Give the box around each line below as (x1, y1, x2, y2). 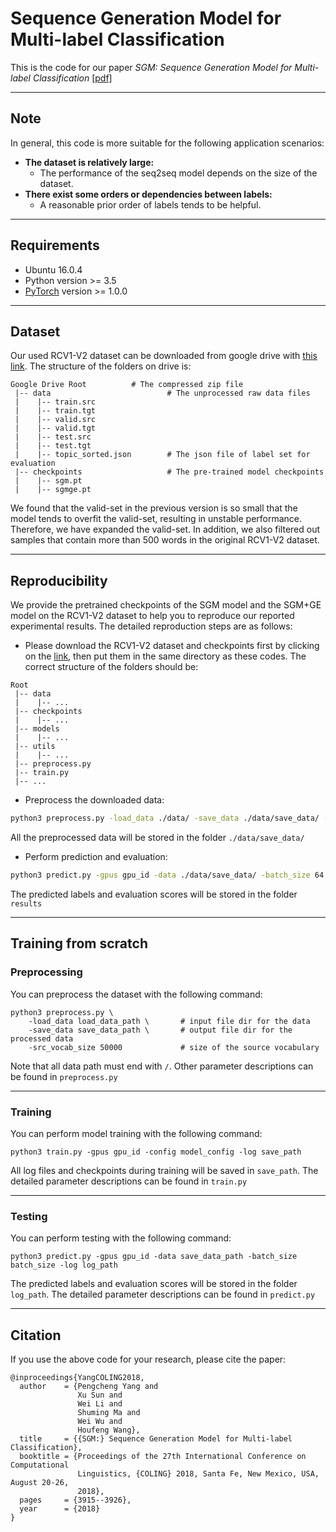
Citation (10, 1327, 62, 1344)
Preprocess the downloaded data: (24, 794, 165, 806)
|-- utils (14, 742, 56, 752)
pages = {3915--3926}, (19, 1495, 132, 1506)
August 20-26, (10, 1478, 70, 1488)
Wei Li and (77, 1399, 123, 1409)
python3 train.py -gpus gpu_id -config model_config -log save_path (10, 1147, 302, 1157)
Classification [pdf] (32, 72, 113, 84)
